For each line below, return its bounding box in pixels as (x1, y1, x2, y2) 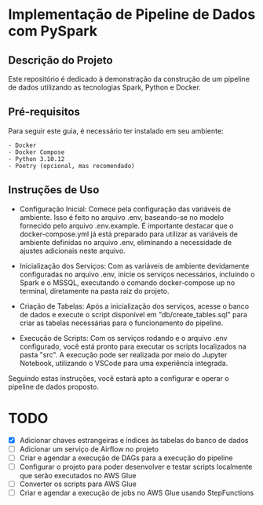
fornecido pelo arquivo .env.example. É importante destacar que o (19, 221, 234, 230)
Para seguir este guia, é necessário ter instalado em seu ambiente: (8, 126, 224, 135)
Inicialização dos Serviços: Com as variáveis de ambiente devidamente (19, 261, 250, 270)
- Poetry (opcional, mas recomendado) (8, 162, 135, 170)
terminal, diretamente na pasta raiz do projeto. (19, 286, 170, 295)
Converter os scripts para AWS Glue (19, 479, 137, 489)
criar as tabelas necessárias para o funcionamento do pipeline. (19, 318, 224, 328)
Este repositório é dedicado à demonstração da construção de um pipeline (8, 75, 250, 83)
